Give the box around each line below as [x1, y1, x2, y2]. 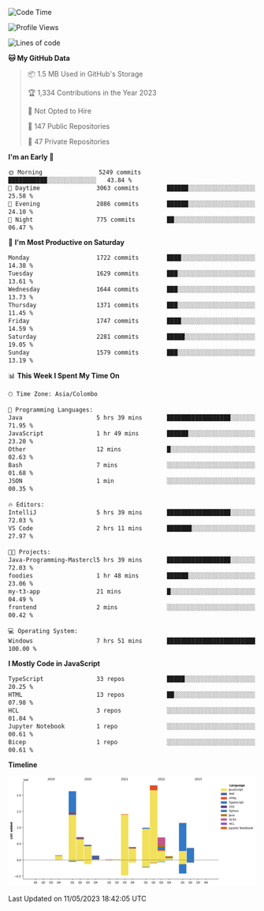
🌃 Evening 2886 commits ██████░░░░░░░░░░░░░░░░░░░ [8, 200, 256, 208]
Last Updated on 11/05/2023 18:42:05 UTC [8, 894, 147, 904]
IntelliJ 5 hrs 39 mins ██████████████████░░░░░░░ [8, 509, 256, 517]
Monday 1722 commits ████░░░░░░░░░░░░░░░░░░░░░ [8, 254, 256, 262]
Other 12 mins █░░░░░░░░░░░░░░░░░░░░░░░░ [8, 446, 256, 454]
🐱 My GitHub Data [8, 54, 71, 62]
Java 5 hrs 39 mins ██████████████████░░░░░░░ [8, 414, 256, 422]
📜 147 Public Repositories [27, 122, 110, 130]
